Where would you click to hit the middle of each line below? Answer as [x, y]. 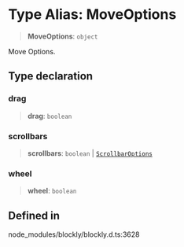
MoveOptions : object [63, 36]
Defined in [34, 215]
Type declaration [50, 76]
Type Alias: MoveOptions [92, 15]
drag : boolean [50, 116]
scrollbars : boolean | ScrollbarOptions [90, 153]
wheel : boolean [52, 191]
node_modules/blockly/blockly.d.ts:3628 [74, 234]
